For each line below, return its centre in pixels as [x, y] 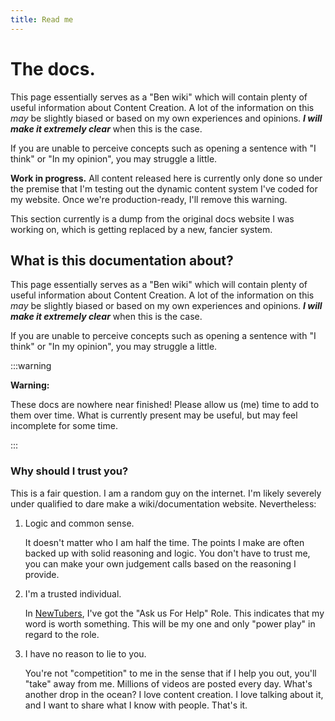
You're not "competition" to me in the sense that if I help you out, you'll [170, 673]
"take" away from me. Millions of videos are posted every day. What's [168, 683]
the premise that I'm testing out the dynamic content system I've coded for [164, 188]
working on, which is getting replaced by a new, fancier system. [141, 229]
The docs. [53, 68]
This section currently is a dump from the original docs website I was [152, 218]
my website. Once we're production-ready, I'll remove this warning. [149, 199]
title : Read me [42, 19]
